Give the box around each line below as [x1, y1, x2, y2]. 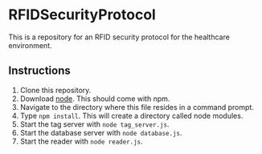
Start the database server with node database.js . [19, 128, 182, 137]
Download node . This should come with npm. [19, 94, 170, 103]
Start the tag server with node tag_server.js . [19, 119, 170, 129]
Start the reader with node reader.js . [19, 136, 143, 146]
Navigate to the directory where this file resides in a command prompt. [19, 102, 255, 111]
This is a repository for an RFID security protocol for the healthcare [8, 32, 231, 42]
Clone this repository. [19, 85, 92, 95]
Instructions [8, 64, 71, 78]
